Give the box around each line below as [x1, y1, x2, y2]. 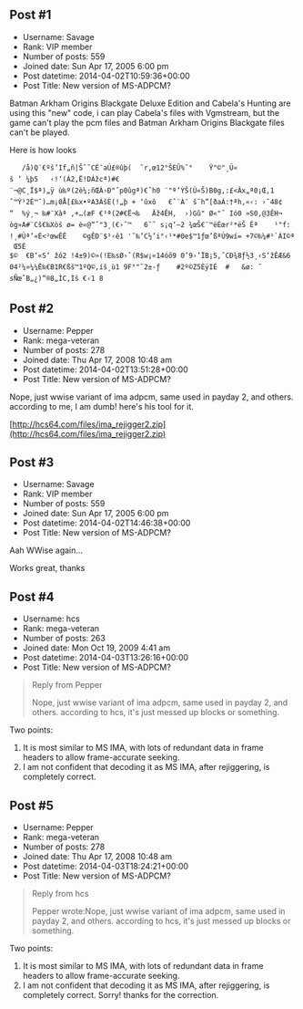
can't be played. [9, 127, 70, 138]
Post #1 [9, 7, 52, 23]
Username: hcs [22, 613, 80, 624]
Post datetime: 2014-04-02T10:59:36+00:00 [22, 70, 191, 81]
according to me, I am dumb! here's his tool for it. [9, 400, 194, 411]
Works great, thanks [9, 563, 86, 574]
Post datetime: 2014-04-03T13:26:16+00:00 [22, 652, 189, 663]
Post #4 [9, 588, 55, 605]
